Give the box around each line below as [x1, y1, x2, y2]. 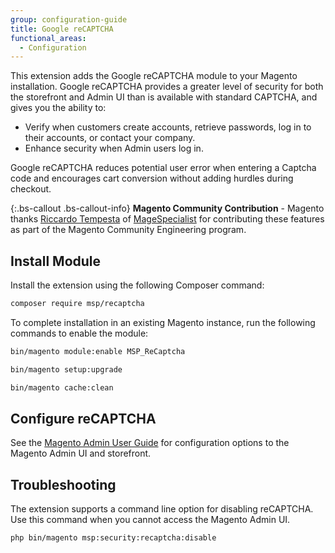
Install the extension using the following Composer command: [10, 279, 265, 291]
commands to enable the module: [10, 327, 149, 339]
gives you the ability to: [10, 102, 107, 114]
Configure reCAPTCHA [10, 410, 157, 427]
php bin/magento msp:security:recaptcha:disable [10, 533, 217, 543]
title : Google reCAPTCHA [10, 24, 114, 34]
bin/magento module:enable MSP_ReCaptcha [10, 346, 186, 356]
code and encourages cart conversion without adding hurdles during [10, 172, 294, 185]
